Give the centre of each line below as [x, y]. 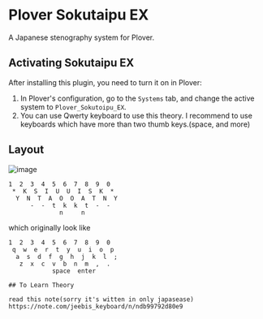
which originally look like [50, 227]
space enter [73, 271]
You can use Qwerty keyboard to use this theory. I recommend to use [136, 115]
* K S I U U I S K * [63, 191]
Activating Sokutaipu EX [71, 63]
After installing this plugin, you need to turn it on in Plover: [106, 82]
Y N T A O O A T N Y [67, 198]
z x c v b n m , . [65, 264]
